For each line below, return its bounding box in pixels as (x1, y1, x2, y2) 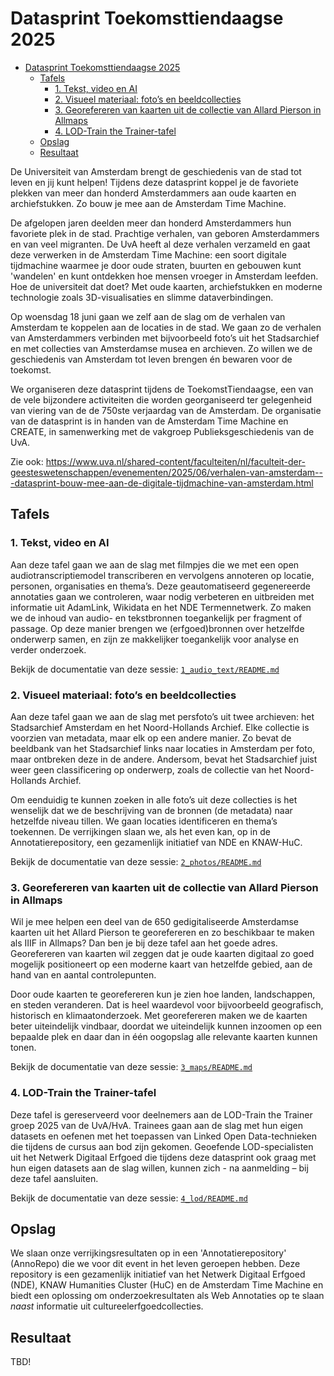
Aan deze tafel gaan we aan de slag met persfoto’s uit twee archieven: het (10, 710, 315, 722)
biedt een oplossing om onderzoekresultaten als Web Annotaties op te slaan (10, 1290, 325, 1302)
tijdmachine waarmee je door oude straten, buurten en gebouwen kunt (10, 259, 302, 271)
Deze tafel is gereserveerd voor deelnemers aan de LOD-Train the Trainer (10, 1108, 313, 1121)
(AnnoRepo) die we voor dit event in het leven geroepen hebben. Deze (10, 1258, 301, 1270)
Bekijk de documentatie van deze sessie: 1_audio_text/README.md (10, 663, 280, 675)
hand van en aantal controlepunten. (10, 969, 157, 981)
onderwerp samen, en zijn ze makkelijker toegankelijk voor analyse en (10, 633, 299, 645)
